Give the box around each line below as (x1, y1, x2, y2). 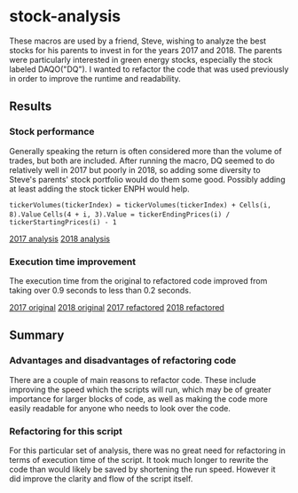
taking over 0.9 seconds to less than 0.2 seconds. (9, 285, 192, 295)
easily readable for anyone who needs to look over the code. (9, 403, 231, 413)
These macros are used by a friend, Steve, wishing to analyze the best (9, 35, 267, 46)
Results (9, 99, 52, 114)
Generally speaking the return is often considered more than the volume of (9, 145, 282, 156)
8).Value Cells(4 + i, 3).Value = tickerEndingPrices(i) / (9, 210, 231, 219)
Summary (9, 328, 65, 343)
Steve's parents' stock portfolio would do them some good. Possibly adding (9, 174, 286, 184)
